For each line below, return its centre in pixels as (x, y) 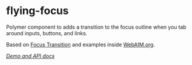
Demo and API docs (30, 56)
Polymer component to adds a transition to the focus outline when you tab (96, 27)
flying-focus (38, 11)
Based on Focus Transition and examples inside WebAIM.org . (81, 45)
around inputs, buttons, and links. (47, 33)
